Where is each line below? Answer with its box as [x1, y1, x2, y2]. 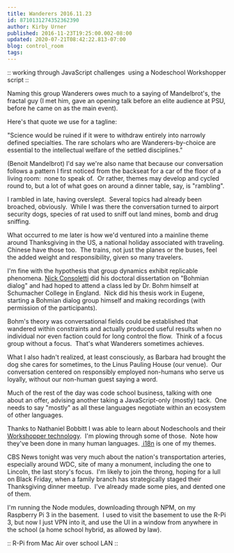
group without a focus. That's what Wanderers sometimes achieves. [7, 339, 204, 347]
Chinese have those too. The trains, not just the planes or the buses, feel [7, 245, 217, 254]
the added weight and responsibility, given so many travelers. [7, 252, 184, 262]
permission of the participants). [7, 303, 97, 312]
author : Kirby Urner [7, 23, 68, 30]
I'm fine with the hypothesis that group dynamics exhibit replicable [7, 266, 198, 275]
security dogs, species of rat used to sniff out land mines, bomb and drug [7, 210, 219, 218]
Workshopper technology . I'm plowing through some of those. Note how [7, 432, 218, 440]
